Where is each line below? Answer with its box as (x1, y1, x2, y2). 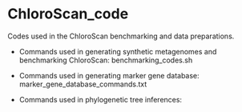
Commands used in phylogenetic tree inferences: (18, 94, 182, 104)
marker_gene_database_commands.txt (18, 79, 147, 89)
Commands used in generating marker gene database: (18, 70, 200, 80)
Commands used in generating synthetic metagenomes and (18, 46, 217, 56)
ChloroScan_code (7, 5, 129, 23)
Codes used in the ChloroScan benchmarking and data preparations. (7, 31, 235, 41)
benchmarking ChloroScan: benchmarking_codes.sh (18, 55, 193, 65)
